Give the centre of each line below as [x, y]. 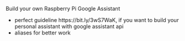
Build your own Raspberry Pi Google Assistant [63, 9]
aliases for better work [42, 33]
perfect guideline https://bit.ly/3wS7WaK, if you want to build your [96, 20]
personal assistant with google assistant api [69, 26]
